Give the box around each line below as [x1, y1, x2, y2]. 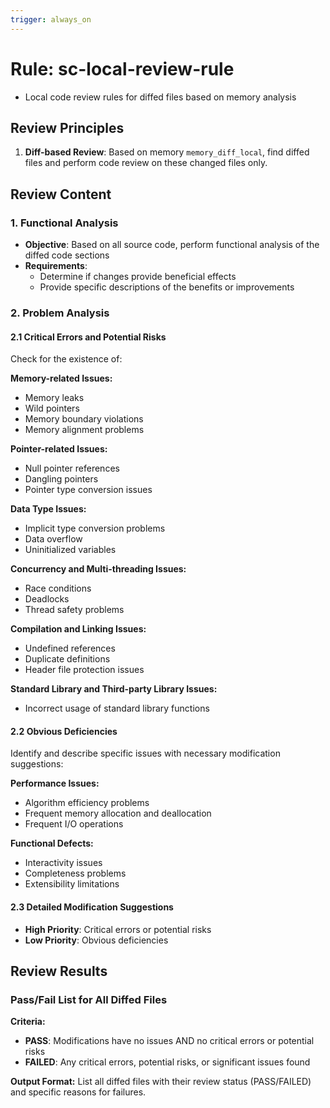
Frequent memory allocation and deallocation [24, 807, 212, 820]
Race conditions [24, 582, 92, 595]
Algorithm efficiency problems [24, 797, 150, 809]
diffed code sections [24, 249, 110, 261]
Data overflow [24, 533, 83, 545]
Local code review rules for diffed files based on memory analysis [24, 91, 297, 103]
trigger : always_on [10, 14, 92, 25]
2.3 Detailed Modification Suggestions [10, 901, 174, 913]
